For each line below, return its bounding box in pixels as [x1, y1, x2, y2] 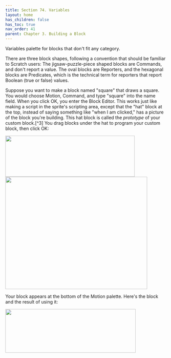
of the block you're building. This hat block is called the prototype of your [5, 115, 160, 121]
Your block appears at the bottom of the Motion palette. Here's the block [5, 293, 159, 299]
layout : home [5, 12, 33, 17]
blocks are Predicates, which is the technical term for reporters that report [5, 72, 162, 78]
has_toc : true [5, 22, 36, 27]
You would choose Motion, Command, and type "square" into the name [5, 93, 156, 99]
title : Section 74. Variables [5, 7, 70, 13]
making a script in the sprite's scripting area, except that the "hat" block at [5, 104, 162, 109]
